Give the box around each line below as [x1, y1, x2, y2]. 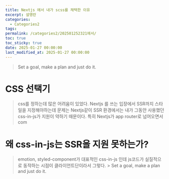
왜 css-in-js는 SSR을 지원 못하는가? [5, 138, 149, 150]
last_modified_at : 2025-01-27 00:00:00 [5, 50, 90, 55]
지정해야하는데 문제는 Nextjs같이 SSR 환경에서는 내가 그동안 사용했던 [27, 107, 164, 113]
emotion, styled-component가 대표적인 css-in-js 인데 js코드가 [17, 156, 144, 162]
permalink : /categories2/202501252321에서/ [5, 31, 96, 36]
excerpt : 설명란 [5, 12, 37, 17]
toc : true [5, 36, 26, 41]
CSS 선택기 [5, 83, 51, 94]
